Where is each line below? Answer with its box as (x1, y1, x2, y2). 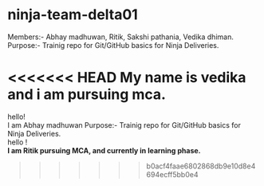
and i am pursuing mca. (7, 85, 167, 104)
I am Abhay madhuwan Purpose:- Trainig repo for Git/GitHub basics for (7, 120, 241, 129)
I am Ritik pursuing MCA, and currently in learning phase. (7, 145, 201, 155)
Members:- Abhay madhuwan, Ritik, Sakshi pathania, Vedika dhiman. (7, 32, 234, 42)
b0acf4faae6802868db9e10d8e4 (146, 161, 256, 171)
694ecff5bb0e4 (146, 169, 199, 179)
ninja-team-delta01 (7, 6, 139, 24)
